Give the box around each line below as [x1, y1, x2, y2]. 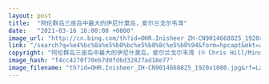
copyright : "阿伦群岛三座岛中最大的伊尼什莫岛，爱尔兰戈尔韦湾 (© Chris [8, 49, 227, 57]
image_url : [8, 34, 45, 42]
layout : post [8, 11, 52, 20]
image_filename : [8, 64, 62, 72]
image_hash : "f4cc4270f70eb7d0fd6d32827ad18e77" [8, 57, 174, 65]
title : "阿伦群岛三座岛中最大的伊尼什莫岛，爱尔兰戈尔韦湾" [8, 19, 187, 27]
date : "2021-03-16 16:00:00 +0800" [8, 26, 134, 34]
